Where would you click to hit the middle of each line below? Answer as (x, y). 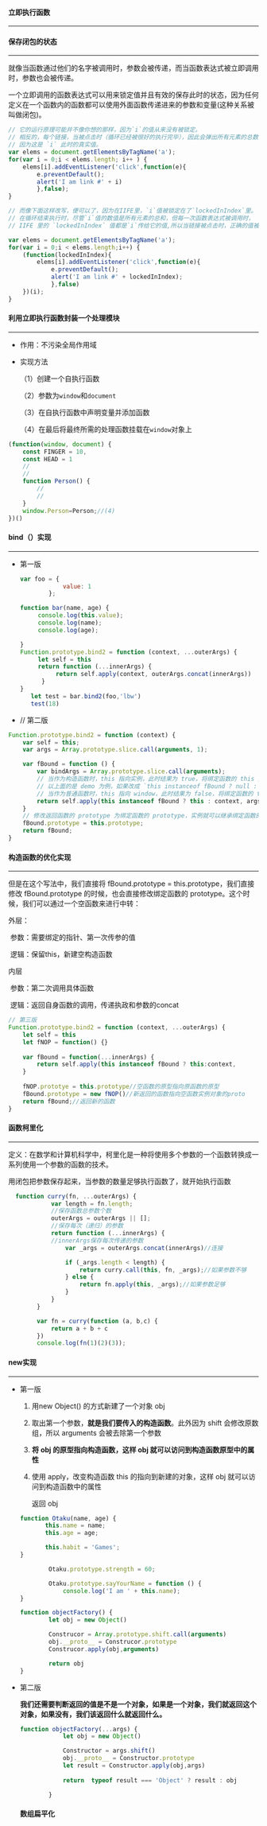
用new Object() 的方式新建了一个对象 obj (98, 1406)
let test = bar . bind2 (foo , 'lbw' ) (86, 696)
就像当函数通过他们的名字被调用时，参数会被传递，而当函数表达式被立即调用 (133, 68)
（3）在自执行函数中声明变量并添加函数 (85, 412)
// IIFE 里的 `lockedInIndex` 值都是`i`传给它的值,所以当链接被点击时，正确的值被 (134, 225)
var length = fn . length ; (92, 1204)
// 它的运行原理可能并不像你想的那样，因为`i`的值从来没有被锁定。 (104, 130)
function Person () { (56, 481)
